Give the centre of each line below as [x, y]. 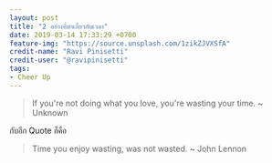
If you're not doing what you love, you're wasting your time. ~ [147, 103]
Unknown [50, 112]
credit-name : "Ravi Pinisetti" [69, 52]
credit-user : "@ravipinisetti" [69, 60]
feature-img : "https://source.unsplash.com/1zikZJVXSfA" [120, 43]
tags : [20, 69]
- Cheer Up [30, 77]
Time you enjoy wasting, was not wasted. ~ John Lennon [139, 148]
